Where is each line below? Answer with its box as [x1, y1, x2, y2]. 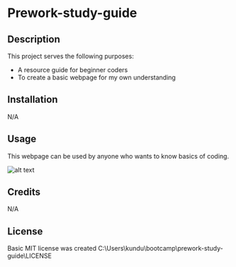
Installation [7, 93, 58, 106]
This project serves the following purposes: [7, 52, 135, 60]
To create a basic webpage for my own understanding [17, 73, 176, 81]
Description [7, 33, 60, 45]
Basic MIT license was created [7, 244, 97, 253]
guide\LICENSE [7, 251, 52, 260]
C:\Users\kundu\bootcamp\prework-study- [98, 244, 223, 253]
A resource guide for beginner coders [17, 66, 128, 74]
